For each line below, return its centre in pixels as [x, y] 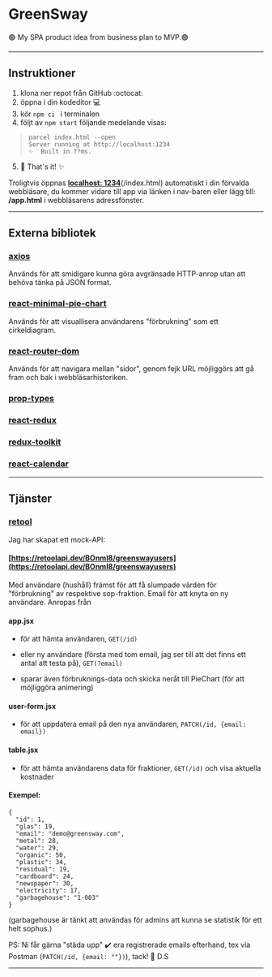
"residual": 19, [43, 869]
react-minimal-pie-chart [57, 304]
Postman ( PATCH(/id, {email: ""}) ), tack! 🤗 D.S [89, 956]
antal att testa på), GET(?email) [71, 664]
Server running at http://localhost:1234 [99, 144]
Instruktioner [42, 73]
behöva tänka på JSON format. [60, 283]
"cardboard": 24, [45, 876]
